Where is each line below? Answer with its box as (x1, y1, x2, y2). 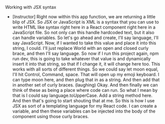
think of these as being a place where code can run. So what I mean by (12, 87, 158, 93)
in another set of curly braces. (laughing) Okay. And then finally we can (12, 82, 158, 88)
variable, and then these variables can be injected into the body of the (12, 108, 156, 114)
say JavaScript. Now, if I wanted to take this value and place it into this (12, 40, 157, 46)
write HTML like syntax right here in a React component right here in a (12, 24, 156, 30)
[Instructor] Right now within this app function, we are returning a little (12, 14, 156, 19)
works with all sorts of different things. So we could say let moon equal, (12, 66, 159, 72)
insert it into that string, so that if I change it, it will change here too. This (12, 61, 160, 67)
